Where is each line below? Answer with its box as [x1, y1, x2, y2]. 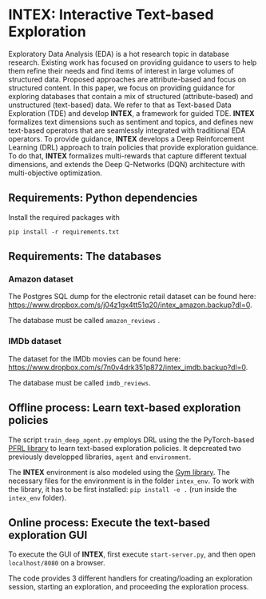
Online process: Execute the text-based [8, 516, 210, 529]
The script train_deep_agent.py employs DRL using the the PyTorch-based [8, 434, 255, 445]
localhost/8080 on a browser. [8, 558, 105, 568]
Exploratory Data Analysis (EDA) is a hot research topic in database [8, 49, 230, 58]
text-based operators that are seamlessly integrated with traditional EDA [8, 126, 246, 135]
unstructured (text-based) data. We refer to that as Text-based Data [8, 100, 232, 110]
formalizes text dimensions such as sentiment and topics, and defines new [8, 117, 254, 126]
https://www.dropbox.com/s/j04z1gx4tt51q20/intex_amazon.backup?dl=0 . [8, 300, 253, 309]
